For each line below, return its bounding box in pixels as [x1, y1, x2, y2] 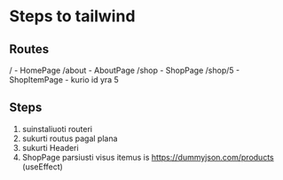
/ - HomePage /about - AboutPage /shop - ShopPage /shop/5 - [9, 65, 240, 75]
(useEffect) [21, 161, 64, 172]
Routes [9, 42, 50, 57]
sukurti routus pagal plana [21, 133, 118, 144]
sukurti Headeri [21, 142, 79, 153]
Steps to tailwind [9, 6, 136, 27]
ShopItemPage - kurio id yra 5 [9, 74, 120, 85]
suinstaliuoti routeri [21, 123, 93, 134]
